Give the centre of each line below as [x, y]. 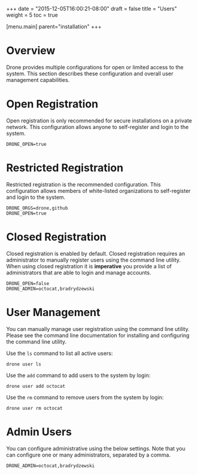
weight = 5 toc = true [32, 15]
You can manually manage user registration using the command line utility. [98, 329]
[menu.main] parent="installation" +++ [54, 27]
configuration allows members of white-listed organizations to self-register [98, 191]
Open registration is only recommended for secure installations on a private [99, 120]
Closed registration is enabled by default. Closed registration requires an [96, 253]
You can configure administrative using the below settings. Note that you [96, 448]
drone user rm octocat [34, 408]
